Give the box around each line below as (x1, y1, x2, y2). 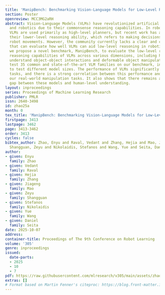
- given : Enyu (5, 154, 34, 159)
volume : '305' (5, 241, 34, 246)
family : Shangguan (9, 195, 48, 200)
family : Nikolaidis (9, 204, 50, 210)
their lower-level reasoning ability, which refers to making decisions (9, 35, 162, 40)
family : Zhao (9, 158, 36, 163)
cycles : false (5, 136, 34, 141)
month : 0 (5, 108, 23, 113)
